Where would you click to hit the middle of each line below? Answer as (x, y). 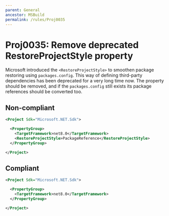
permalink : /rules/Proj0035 (35, 19)
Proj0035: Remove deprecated (72, 45)
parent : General (23, 10)
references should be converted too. (44, 92)
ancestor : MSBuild (25, 15)
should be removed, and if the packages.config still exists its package (79, 86)
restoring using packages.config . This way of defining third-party (74, 75)
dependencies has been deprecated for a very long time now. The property (85, 81)
